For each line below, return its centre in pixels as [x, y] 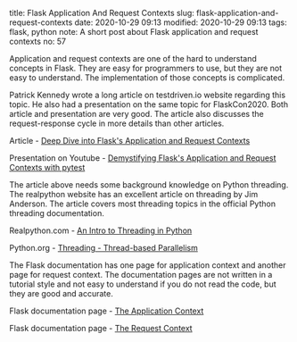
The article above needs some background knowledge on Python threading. [149, 185]
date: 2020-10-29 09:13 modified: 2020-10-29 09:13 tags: [181, 22]
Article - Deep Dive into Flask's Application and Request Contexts [130, 141]
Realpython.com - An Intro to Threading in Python [101, 230]
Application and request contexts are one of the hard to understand [133, 58]
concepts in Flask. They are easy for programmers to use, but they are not [146, 68]
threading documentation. [57, 213]
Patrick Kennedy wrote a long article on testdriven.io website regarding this [148, 95]
